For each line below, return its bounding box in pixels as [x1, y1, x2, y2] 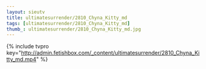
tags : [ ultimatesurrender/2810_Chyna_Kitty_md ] [6, 20, 131, 26]
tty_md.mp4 [6, 56, 37, 63]
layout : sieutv [6, 9, 45, 15]
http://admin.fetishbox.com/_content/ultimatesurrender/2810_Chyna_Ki [21, 49, 200, 57]
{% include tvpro [6, 43, 49, 50]
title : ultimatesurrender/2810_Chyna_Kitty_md [6, 15, 128, 21]
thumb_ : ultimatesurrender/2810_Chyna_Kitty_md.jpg [6, 26, 141, 32]
